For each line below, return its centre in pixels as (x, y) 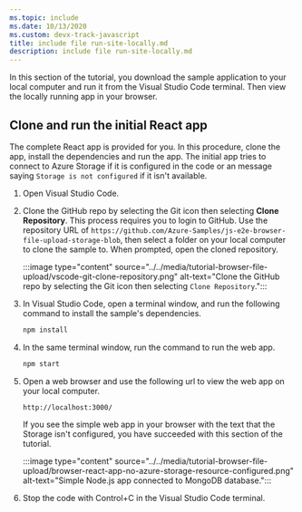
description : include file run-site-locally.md (101, 52)
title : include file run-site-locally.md (89, 43)
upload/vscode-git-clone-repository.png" (100, 276)
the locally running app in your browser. (83, 97)
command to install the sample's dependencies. (112, 313)
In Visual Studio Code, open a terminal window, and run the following (151, 304)
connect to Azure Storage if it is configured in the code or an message (141, 166)
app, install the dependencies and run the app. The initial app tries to (138, 156)
